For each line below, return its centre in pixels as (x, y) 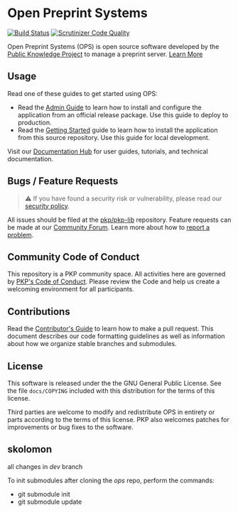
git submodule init (44, 494)
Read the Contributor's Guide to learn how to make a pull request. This (110, 329)
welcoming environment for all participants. (71, 289)
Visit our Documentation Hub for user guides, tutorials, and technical (108, 151)
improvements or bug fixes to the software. (70, 427)
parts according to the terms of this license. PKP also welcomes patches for (118, 420)
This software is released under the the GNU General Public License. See (114, 383)
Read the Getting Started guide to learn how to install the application (118, 130)
